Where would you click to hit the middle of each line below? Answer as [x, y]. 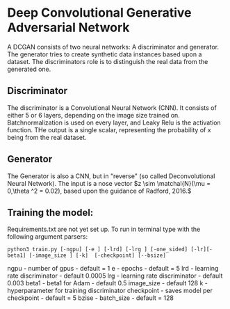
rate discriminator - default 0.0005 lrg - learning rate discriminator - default [115, 276]
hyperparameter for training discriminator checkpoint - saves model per [110, 291]
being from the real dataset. [47, 137]
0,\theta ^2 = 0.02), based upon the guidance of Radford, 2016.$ [99, 191]
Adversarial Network [68, 27]
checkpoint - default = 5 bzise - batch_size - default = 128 [90, 298]
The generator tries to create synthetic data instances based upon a [105, 54]
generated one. [29, 69]
